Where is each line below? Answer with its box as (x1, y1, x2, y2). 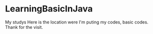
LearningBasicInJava (5, 3, 93, 14)
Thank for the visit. (5, 24, 43, 30)
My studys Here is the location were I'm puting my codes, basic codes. (5, 19, 149, 25)
